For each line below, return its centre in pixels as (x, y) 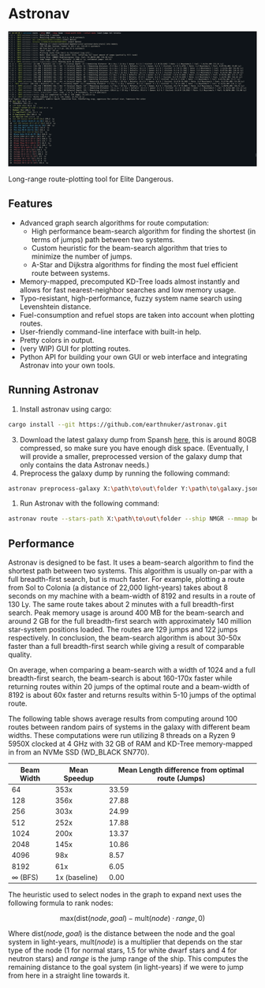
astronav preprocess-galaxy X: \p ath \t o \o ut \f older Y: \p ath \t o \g (116, 488)
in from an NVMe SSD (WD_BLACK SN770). (79, 752)
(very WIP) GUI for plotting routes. (75, 349)
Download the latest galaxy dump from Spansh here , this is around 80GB (138, 439)
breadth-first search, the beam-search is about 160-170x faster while (120, 678)
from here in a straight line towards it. (69, 975)
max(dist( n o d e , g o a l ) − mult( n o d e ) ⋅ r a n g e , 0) (132, 919)
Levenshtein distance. (55, 306)
